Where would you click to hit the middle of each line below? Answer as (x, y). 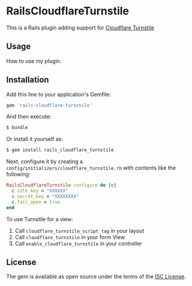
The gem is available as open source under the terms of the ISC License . (96, 276)
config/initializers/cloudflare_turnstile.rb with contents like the (91, 168)
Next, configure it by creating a (44, 162)
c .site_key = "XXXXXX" (40, 191)
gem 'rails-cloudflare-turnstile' (49, 105)
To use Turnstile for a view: (40, 219)
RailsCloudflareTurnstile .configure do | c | (61, 185)
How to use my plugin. (34, 61)
